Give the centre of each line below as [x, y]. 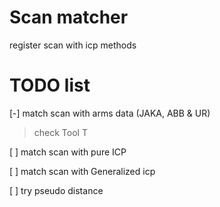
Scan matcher [69, 17]
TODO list [50, 85]
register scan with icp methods [73, 45]
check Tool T [60, 132]
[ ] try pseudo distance [56, 190]
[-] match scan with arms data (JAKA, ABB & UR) [110, 113]
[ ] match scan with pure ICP [68, 152]
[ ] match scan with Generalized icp [82, 171]
